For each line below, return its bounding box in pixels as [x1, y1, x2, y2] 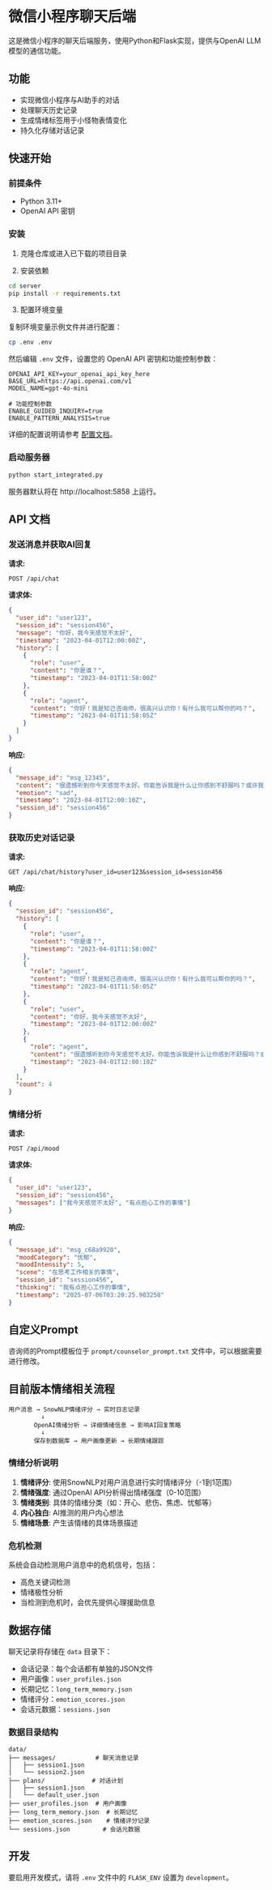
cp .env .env [8, 338, 53, 347]
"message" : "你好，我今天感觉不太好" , [15, 629, 134, 637]
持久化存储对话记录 [19, 125, 85, 135]
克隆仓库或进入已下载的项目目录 [19, 248, 127, 258]
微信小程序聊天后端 [8, 7, 137, 26]
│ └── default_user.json [8, 1791, 100, 1799]
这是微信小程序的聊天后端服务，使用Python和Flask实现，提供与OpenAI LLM [8, 36, 261, 45]
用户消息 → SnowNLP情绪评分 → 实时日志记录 [8, 1405, 140, 1414]
